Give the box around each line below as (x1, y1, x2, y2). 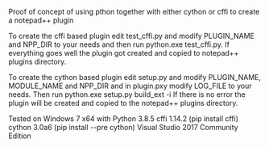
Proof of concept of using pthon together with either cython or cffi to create (8, 7, 260, 16)
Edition (8, 131, 32, 141)
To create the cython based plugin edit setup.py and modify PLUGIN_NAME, (8, 73, 262, 82)
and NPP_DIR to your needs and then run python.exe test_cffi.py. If (8, 40, 230, 49)
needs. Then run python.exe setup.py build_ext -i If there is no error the (8, 90, 246, 99)
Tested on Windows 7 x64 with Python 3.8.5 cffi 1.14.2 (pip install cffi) (8, 114, 239, 124)
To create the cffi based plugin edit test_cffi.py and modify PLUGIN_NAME (8, 31, 255, 40)
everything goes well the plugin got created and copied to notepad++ (8, 48, 239, 57)
